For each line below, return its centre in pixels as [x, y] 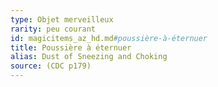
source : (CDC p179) [51, 66]
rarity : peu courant [53, 29]
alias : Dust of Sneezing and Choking [89, 57]
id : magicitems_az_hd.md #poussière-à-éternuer [109, 38]
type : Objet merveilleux [62, 19]
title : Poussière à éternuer [71, 47]
